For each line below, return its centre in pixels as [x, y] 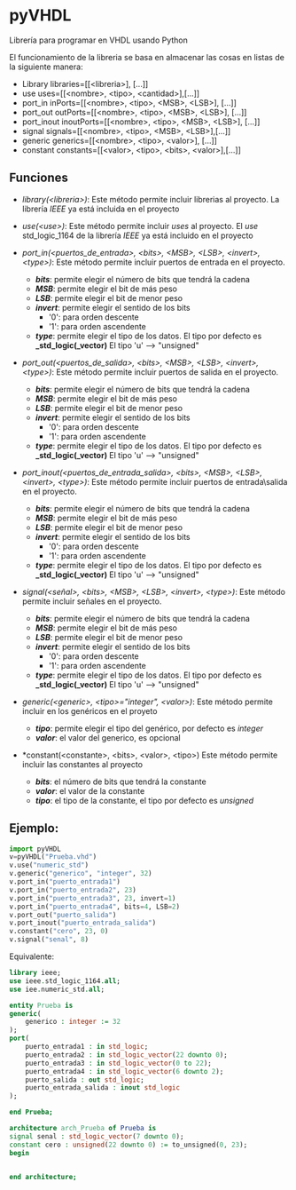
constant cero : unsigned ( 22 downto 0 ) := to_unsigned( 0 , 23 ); [129, 1145]
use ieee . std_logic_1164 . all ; [65, 981]
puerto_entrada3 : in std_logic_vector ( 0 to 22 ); [119, 1063]
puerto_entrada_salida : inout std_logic [102, 1088]
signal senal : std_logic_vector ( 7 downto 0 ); [97, 1136]
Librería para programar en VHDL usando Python [99, 40]
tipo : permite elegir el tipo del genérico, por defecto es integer [149, 728]
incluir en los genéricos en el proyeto [90, 710]
